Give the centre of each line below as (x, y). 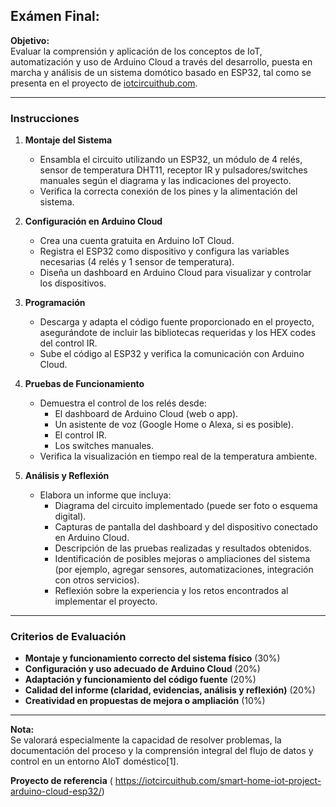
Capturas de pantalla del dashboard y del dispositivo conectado (186, 527)
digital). (70, 516)
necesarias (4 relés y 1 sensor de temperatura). (137, 262)
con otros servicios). (97, 580)
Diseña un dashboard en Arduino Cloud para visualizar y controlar (175, 273)
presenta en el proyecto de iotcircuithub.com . (104, 83)
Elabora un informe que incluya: (105, 495)
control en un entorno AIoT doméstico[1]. (95, 761)
